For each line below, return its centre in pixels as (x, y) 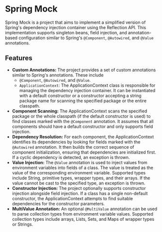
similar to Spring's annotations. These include (58, 75)
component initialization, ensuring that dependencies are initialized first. (84, 152)
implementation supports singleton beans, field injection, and (66, 32)
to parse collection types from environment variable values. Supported (83, 214)
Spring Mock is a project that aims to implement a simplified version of (75, 22)
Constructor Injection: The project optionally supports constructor (79, 188)
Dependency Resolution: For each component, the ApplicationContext (83, 137)
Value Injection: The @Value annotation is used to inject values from (80, 162)
